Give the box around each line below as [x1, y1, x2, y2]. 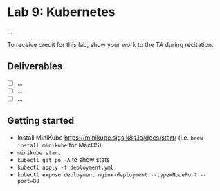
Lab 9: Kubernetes [7, 4, 116, 20]
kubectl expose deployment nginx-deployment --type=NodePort [17, 171, 198, 179]
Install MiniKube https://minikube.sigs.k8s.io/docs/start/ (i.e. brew [17, 133, 203, 142]
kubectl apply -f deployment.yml [17, 164, 114, 171]
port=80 [17, 177, 39, 184]
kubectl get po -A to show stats [17, 155, 111, 163]
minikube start [17, 149, 62, 156]
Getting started [7, 115, 75, 127]
